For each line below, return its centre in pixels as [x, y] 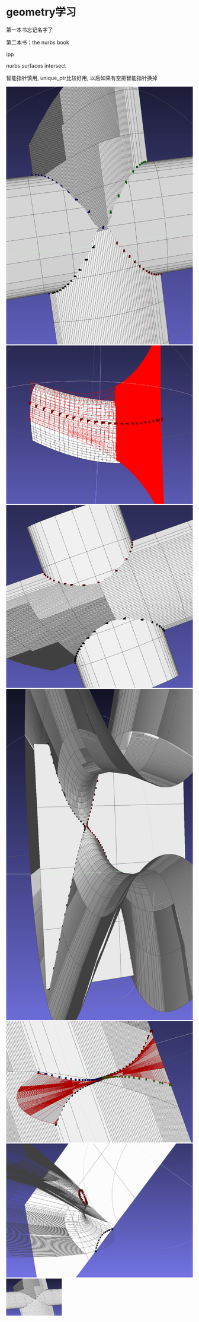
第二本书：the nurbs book [38, 42]
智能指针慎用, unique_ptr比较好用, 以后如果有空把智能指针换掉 [82, 78]
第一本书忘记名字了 [30, 30]
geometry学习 [41, 12]
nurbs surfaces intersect [36, 65]
